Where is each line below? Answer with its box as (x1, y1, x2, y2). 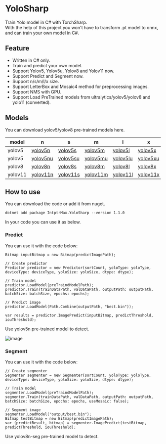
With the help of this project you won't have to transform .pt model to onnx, (5, 24, 159, 30)
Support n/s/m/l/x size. (12, 78, 59, 84)
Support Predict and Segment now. (12, 73, 84, 79)
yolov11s (58, 171, 80, 178)
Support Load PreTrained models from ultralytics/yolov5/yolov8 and (12, 94, 151, 100)
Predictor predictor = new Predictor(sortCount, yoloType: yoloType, (5, 265, 152, 270)
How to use (5, 187, 41, 196)
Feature (5, 44, 30, 52)
